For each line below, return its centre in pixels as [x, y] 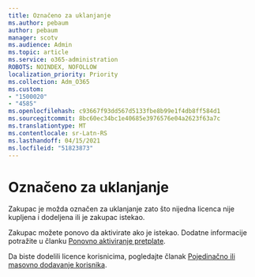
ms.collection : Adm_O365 [49, 82]
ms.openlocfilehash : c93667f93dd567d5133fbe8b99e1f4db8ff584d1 [114, 112]
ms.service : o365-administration [63, 60]
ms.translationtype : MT [47, 126]
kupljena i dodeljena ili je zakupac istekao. [77, 218]
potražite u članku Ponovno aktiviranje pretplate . [87, 241]
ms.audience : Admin [40, 45]
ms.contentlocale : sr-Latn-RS [58, 133]
